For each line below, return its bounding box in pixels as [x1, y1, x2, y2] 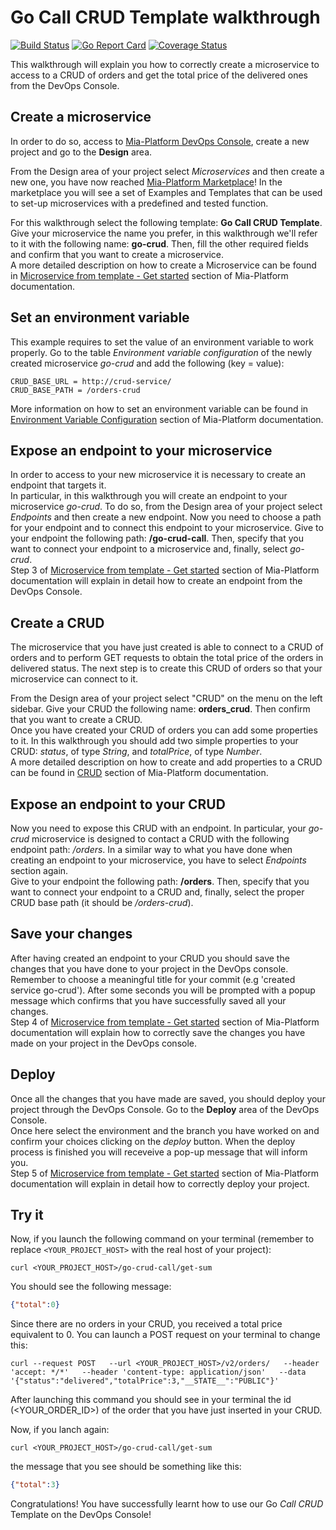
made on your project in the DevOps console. [10, 1037, 198, 1049]
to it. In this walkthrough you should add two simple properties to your [10, 735, 299, 747]
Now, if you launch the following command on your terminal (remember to [10, 1233, 315, 1245]
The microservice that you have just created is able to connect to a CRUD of [10, 641, 324, 653]
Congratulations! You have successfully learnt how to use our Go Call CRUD [10, 1498, 324, 1510]
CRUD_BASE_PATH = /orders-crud [10, 385, 141, 395]
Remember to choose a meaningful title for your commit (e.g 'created [10, 973, 296, 985]
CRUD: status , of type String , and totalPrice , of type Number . [10, 746, 263, 758]
